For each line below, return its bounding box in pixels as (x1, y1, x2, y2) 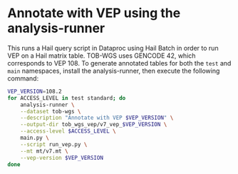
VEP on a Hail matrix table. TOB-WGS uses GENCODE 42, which (7, 51, 196, 60)
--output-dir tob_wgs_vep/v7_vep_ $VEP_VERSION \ (20, 121, 167, 128)
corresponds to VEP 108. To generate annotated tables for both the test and (7, 58, 232, 67)
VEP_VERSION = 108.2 (7, 88, 62, 95)
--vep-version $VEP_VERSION (20, 154, 103, 161)
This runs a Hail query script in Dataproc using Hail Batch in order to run (7, 43, 219, 52)
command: (7, 73, 39, 83)
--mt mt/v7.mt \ (20, 148, 69, 155)
